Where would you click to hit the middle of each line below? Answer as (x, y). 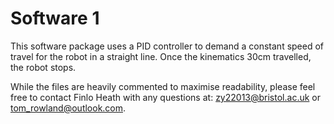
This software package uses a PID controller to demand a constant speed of (167, 46)
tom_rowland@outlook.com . (68, 108)
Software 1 (55, 18)
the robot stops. (43, 67)
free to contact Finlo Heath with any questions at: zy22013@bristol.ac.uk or (165, 97)
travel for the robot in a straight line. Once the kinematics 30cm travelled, (161, 56)
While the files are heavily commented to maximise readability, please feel (163, 86)
